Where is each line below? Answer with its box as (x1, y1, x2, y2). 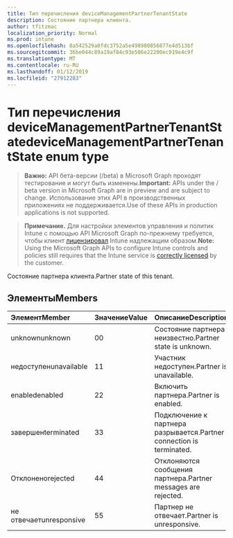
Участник (154, 353, 186, 363)
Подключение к (154, 410, 208, 420)
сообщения (154, 465, 193, 475)
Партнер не (154, 502, 194, 512)
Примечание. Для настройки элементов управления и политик (24, 222, 214, 230)
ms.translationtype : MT (7, 55, 76, 62)
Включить (154, 382, 189, 392)
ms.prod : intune (7, 36, 54, 43)
